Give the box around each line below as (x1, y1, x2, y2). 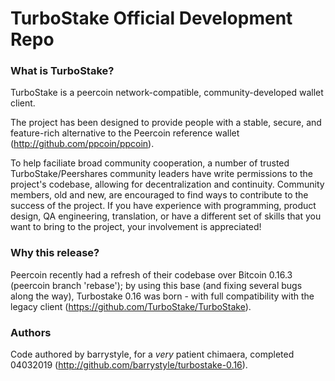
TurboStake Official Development (10, 7, 293, 30)
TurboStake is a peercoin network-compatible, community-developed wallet (10, 87, 324, 99)
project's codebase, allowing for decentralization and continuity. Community (10, 178, 325, 191)
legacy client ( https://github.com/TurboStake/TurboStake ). (10, 300, 252, 312)
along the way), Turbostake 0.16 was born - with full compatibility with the (10, 290, 315, 302)
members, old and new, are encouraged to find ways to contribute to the (10, 189, 309, 201)
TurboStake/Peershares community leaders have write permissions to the (10, 168, 313, 180)
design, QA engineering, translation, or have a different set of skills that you (10, 210, 322, 222)
